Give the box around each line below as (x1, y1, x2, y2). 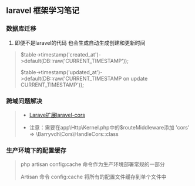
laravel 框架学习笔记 (6, 5, 80, 16)
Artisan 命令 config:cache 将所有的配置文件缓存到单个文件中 (20, 173, 167, 181)
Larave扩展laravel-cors (29, 111, 85, 118)
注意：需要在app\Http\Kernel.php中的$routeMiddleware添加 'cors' (29, 124, 190, 131)
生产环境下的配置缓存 (6, 146, 66, 154)
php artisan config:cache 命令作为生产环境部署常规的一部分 (20, 161, 166, 168)
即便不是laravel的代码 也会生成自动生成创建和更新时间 (14, 39, 146, 46)
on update (123, 75, 148, 82)
